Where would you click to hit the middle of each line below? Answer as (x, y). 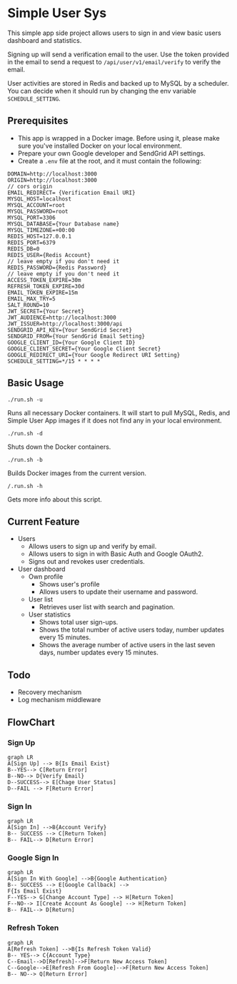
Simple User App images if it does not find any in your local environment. (115, 420)
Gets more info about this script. (55, 499)
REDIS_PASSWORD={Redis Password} (57, 268)
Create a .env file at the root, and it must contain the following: (110, 161)
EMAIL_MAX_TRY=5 (31, 299)
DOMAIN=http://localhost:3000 (52, 174)
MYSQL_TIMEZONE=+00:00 (41, 230)
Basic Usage (36, 383)
